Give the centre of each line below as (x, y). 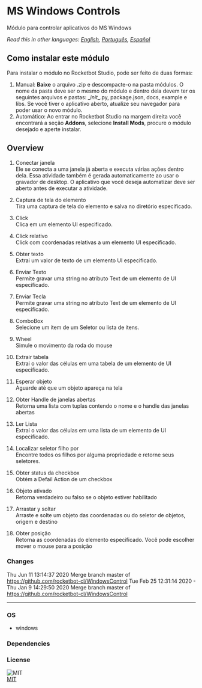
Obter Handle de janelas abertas (55, 399)
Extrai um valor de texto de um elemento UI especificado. (86, 260)
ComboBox (29, 321)
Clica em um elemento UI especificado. (64, 224)
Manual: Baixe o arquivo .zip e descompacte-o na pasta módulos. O (100, 84)
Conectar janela (35, 162)
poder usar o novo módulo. (49, 110)
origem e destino (36, 521)
